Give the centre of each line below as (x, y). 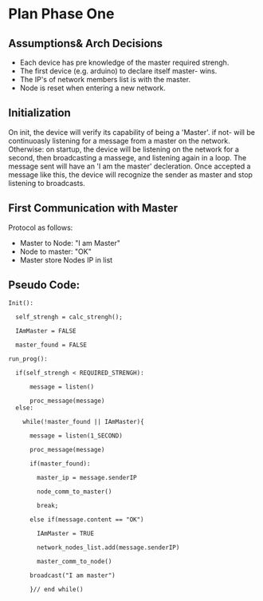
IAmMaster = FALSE (46, 331)
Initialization (40, 113)
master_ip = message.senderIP (87, 478)
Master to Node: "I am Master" (70, 243)
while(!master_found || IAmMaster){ (84, 422)
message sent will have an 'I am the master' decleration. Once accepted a (130, 166)
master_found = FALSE (51, 345)
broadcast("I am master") (72, 575)
